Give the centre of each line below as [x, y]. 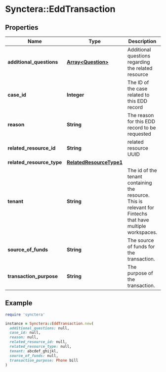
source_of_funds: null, [34, 356]
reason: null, [24, 337]
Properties [22, 27]
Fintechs [138, 214]
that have [138, 220]
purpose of [140, 273]
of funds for [141, 246]
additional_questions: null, [40, 328]
